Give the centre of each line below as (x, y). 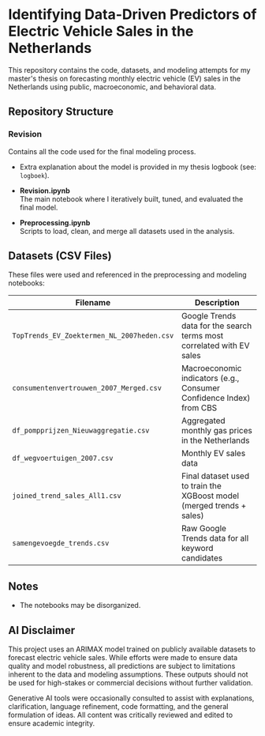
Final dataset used (215, 476)
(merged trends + (214, 506)
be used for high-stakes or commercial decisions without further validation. (131, 683)
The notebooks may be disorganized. (80, 606)
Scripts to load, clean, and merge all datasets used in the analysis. (127, 231)
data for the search (216, 326)
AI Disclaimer (42, 630)
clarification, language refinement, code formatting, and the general (118, 707)
